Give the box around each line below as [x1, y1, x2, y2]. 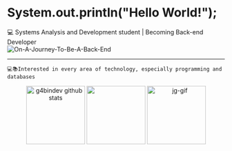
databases [7, 73, 36, 80]
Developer [7, 38, 37, 46]
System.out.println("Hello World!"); [7, 5, 217, 21]
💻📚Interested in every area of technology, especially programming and [7, 65, 222, 73]
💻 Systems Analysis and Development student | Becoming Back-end [7, 27, 204, 36]
